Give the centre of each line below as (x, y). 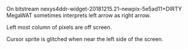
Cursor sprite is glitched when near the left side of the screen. (85, 39)
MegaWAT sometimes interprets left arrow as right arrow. (79, 15)
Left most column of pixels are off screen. (59, 27)
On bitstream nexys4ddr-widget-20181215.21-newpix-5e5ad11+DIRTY (94, 9)
